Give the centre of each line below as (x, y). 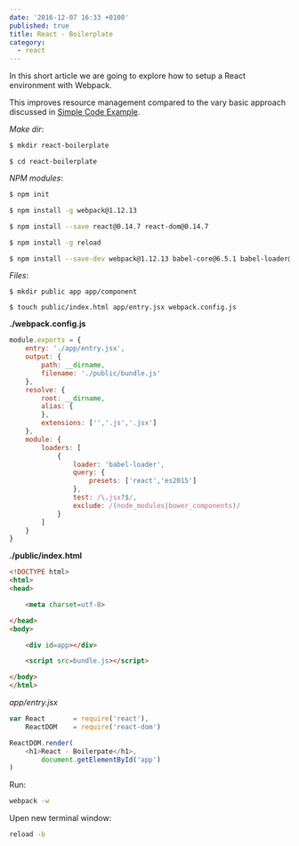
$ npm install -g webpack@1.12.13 (73, 210)
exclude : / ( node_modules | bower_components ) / (157, 505)
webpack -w (29, 802)
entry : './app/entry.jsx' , (75, 349)
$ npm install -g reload (55, 242)
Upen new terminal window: (61, 818)
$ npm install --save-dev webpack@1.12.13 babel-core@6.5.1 (123, 259)
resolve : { (45, 390)
